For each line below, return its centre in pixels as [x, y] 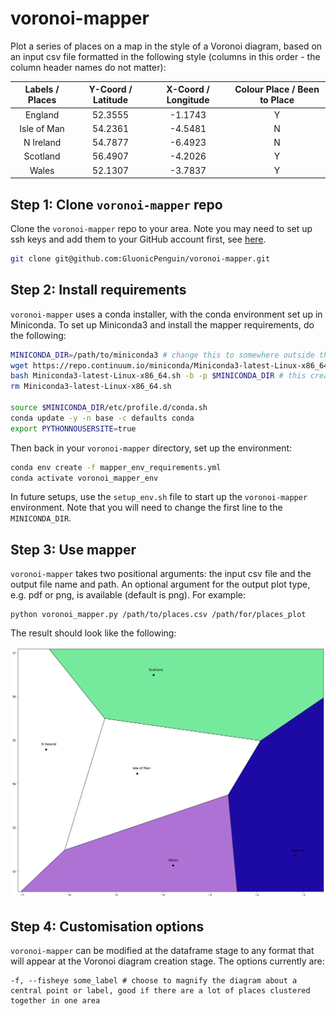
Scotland [42, 156]
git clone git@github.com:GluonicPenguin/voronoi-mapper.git [140, 259]
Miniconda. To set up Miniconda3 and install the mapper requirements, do [162, 324]
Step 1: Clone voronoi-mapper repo [116, 204]
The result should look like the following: [93, 633]
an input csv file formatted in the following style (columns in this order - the [165, 56]
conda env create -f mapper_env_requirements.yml [116, 467]
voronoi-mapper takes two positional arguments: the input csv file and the [161, 574]
